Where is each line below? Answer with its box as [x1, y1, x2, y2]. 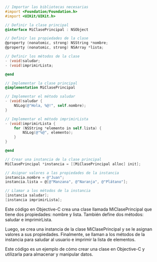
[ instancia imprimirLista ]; [5, 197, 63, 202]
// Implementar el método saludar [5, 94, 76, 99]
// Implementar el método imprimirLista [5, 117, 89, 121]
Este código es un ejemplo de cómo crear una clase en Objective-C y [5, 246, 145, 252]
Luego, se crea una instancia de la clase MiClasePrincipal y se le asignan [5, 226, 153, 232]
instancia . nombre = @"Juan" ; [5, 175, 65, 180]
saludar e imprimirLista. [5, 216, 53, 222]
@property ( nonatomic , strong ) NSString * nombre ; [5, 41, 109, 46]
